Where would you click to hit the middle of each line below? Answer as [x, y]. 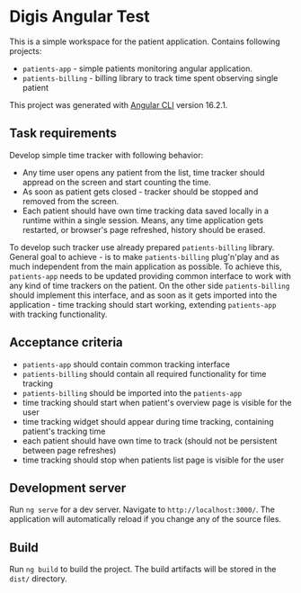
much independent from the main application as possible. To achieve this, [146, 266]
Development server [68, 488]
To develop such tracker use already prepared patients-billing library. [142, 247]
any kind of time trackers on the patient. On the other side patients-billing [150, 285]
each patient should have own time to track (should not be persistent [150, 440]
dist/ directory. [38, 579]
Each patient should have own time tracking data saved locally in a [146, 211]
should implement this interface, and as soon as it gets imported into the [143, 295]
